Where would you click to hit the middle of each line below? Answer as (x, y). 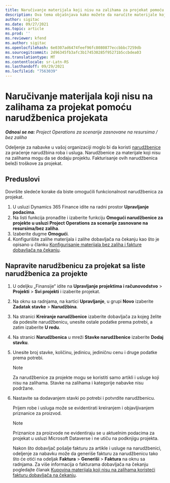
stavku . (21, 342)
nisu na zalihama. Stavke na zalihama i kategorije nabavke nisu (78, 383)
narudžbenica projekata (57, 118)
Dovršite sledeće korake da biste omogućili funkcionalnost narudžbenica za (84, 191)
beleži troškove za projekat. (34, 163)
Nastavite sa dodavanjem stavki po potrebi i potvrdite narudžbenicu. (84, 398)
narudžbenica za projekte (47, 274)
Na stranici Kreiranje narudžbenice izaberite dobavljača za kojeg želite (87, 316)
